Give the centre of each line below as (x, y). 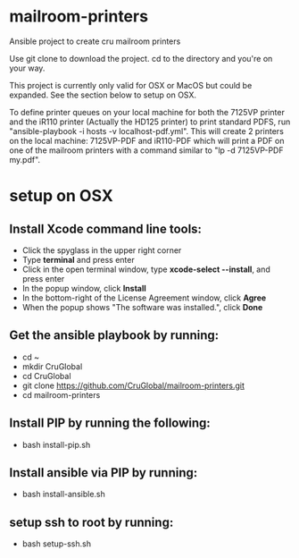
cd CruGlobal (46, 376)
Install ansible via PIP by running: (104, 473)
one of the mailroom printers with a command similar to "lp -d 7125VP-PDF (146, 150)
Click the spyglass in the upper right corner (102, 250)
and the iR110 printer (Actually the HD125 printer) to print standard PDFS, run (150, 122)
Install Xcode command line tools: (106, 228)
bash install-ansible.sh (63, 495)
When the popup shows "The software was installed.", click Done (142, 307)
